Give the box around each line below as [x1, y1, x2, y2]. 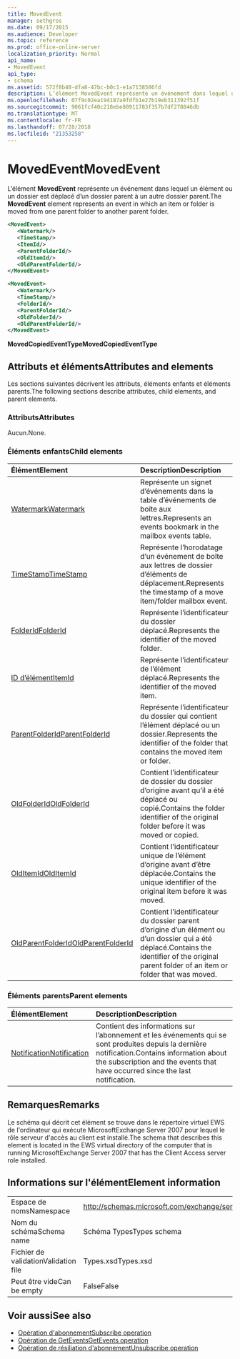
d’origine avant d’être [140, 859, 211, 869]
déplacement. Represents [140, 578, 224, 588]
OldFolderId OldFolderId [11, 798, 90, 808]
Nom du [11, 1218, 38, 1228]
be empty [11, 1285, 44, 1295]
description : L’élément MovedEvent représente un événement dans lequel [7, 90, 229, 97]
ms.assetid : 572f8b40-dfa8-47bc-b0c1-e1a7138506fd [7, 84, 161, 91]
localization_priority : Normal [7, 51, 101, 58]
